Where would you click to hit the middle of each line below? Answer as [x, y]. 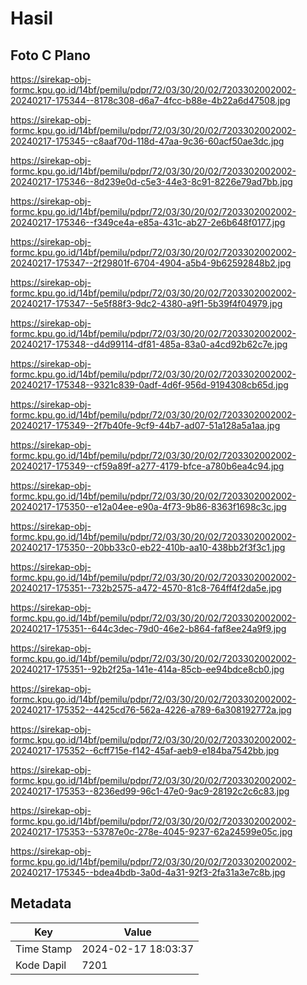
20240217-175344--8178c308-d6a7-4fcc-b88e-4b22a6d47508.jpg [150, 100]
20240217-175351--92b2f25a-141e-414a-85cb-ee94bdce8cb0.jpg [147, 669]
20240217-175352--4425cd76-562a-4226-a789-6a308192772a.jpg [151, 710]
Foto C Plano [50, 55]
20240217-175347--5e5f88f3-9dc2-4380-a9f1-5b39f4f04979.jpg [146, 303]
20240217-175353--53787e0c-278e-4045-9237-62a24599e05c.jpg [151, 831]
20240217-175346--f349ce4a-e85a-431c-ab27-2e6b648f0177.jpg [148, 222]
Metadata [41, 903]
